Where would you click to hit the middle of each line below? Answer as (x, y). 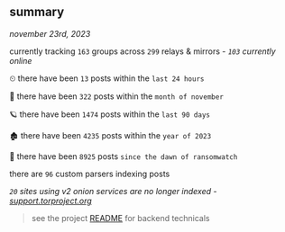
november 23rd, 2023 (50, 33)
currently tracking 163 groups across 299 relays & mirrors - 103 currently (143, 51)
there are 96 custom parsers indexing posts (90, 174)
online (21, 60)
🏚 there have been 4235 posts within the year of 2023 (110, 135)
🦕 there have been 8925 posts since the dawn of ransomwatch (124, 156)
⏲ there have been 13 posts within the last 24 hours (107, 78)
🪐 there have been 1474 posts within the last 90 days (110, 114)
